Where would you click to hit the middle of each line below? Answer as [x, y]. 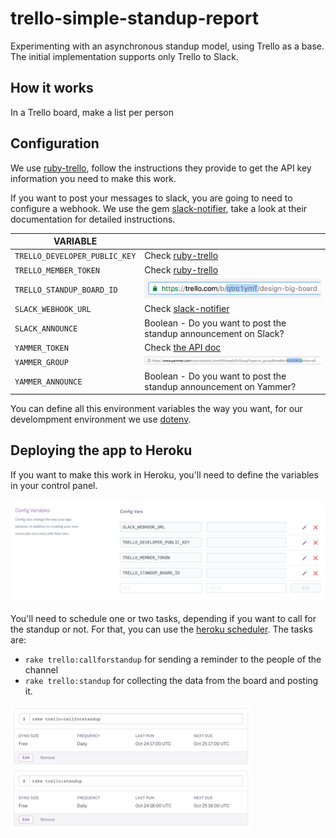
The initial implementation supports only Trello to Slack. [124, 56]
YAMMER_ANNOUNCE [48, 382]
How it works [52, 88]
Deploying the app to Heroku [101, 450]
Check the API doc [183, 347]
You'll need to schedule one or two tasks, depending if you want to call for [163, 619]
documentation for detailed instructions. [93, 219]
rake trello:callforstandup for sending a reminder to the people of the [173, 659]
